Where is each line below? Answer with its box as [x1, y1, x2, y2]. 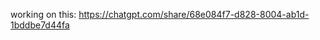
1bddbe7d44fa [10, 19, 70, 31]
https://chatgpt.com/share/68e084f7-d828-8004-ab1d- [78, 9, 310, 20]
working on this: [10, 9, 77, 20]
